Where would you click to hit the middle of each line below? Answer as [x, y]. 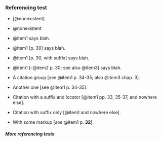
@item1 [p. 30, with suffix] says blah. [51, 58]
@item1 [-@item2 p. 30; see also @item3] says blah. [67, 68]
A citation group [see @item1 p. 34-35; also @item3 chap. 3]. [76, 78]
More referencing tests [30, 134]
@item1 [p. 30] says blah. [39, 48]
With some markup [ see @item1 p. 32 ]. [53, 122]
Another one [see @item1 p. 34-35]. [50, 87]
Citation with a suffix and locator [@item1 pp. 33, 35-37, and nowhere [85, 97]
